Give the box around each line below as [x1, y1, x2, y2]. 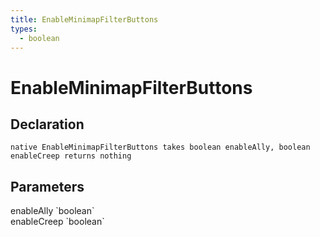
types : [10, 24, 38, 34]
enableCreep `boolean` [10, 216, 105, 228]
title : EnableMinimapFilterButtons [10, 14, 159, 25]
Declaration [10, 116, 85, 133]
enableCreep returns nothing [10, 151, 132, 161]
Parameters [10, 178, 85, 195]
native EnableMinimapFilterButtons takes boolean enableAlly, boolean [10, 142, 311, 153]
